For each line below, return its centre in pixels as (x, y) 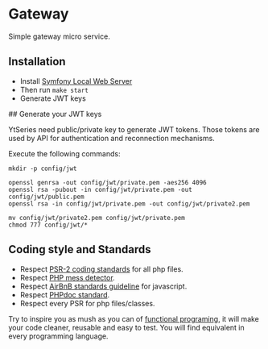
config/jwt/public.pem (46, 197)
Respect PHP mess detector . (67, 277)
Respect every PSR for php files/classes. (87, 303)
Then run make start (54, 89)
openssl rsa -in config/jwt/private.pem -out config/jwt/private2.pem (129, 204)
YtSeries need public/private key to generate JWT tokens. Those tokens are (134, 129)
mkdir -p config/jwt (43, 168)
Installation (37, 62)
